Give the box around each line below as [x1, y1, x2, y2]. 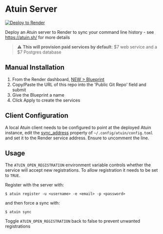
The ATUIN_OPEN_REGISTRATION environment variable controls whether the [5, 162, 151, 168]
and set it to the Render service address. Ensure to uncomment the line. [5, 135, 149, 141]
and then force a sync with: [5, 200, 60, 206]
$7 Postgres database [17, 49, 61, 55]
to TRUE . [5, 173, 20, 179]
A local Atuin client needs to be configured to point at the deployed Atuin [5, 124, 151, 130]
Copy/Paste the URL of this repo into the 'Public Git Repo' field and [12, 81, 146, 87]
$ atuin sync [5, 209, 32, 214]
